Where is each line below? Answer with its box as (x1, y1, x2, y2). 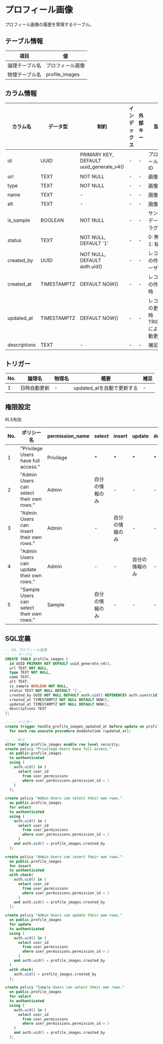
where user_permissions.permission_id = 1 (22, 778, 110, 783)
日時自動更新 (20, 385, 50, 391)
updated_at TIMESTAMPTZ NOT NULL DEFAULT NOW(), (9, 702, 110, 707)
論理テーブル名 (7, 62, 42, 69)
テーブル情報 (5, 37, 43, 45)
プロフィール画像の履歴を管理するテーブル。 (5, 21, 94, 27)
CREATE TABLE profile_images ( (5, 656, 68, 661)
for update (9, 922, 32, 927)
